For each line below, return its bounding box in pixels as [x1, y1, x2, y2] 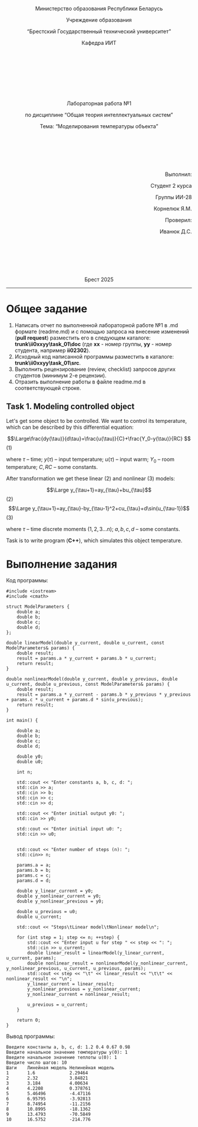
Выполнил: [164, 171, 192, 178]
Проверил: [164, 217, 192, 223]
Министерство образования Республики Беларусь [35, 5, 163, 12]
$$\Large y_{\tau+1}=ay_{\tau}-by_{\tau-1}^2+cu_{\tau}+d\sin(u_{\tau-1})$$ [8, 504, 190, 512]
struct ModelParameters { [6, 604, 70, 610]
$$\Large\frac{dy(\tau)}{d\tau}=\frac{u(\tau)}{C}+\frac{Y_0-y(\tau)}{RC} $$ [6, 435, 192, 442]
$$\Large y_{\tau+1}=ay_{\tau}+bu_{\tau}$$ [46, 486, 152, 493]
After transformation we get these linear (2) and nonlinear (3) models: [6, 475, 176, 482]
